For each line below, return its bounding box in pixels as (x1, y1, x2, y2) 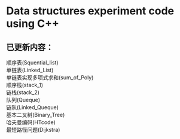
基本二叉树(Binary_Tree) (6, 112, 65, 118)
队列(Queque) (6, 97, 41, 103)
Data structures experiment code (6, 4, 175, 18)
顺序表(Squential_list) (6, 59, 59, 66)
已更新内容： (6, 42, 54, 52)
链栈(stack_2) (6, 89, 40, 96)
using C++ (6, 17, 60, 30)
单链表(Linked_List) (6, 67, 54, 73)
